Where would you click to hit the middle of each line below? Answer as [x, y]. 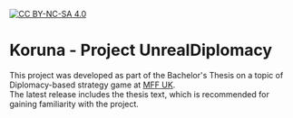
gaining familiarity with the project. [74, 104]
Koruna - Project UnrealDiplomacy [141, 50]
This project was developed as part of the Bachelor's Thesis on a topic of [146, 75]
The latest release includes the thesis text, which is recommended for [139, 94]
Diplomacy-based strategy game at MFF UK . [93, 85]
